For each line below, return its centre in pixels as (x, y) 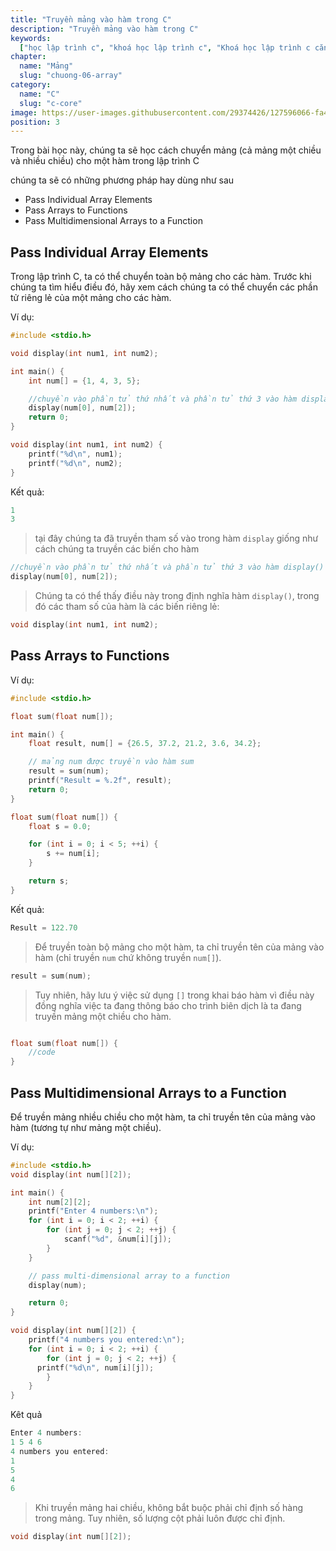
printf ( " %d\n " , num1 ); (75, 454)
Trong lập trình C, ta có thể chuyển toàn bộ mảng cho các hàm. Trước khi (161, 277)
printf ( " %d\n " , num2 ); (75, 463)
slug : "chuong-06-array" (71, 76)
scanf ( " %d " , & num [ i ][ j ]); (117, 1239)
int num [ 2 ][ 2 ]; (60, 1202)
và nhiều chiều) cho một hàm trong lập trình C (105, 161)
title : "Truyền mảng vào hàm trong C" (91, 19)
